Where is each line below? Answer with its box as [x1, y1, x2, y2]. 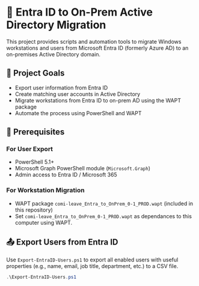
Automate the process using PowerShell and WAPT [14, 109, 142, 116]
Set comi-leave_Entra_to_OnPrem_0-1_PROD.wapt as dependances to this [14, 212, 192, 219]
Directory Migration [6, 18, 106, 32]
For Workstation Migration [6, 186, 85, 194]
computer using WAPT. [14, 219, 73, 226]
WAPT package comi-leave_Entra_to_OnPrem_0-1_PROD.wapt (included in [14, 200, 194, 207]
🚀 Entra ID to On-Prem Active [6, 5, 153, 19]
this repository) [14, 206, 53, 213]
